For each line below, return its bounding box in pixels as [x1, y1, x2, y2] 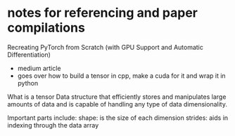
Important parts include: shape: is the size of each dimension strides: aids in [7, 114, 229, 122]
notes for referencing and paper [7, 5, 198, 21]
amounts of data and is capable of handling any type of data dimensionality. [7, 100, 227, 108]
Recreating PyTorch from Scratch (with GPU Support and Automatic [7, 43, 204, 51]
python [17, 79, 39, 87]
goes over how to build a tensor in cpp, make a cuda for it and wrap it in [17, 72, 227, 80]
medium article [17, 64, 61, 72]
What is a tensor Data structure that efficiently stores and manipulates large [7, 93, 227, 101]
